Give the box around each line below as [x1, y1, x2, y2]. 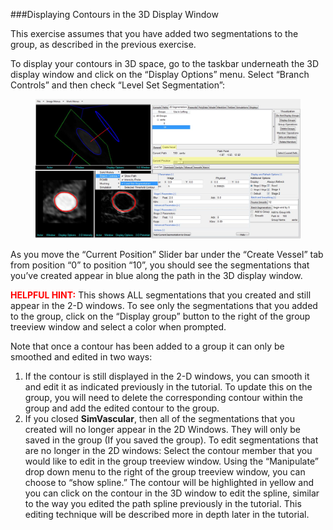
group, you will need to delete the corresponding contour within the [24, 392, 303, 404]
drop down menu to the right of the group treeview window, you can [24, 466, 306, 478]
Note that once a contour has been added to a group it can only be [10, 340, 285, 353]
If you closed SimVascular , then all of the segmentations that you [24, 413, 296, 425]
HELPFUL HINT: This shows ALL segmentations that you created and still [10, 289, 312, 301]
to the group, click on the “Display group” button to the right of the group [10, 310, 311, 323]
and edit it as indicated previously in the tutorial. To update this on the [24, 381, 313, 393]
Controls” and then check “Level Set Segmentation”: [10, 79, 226, 91]
